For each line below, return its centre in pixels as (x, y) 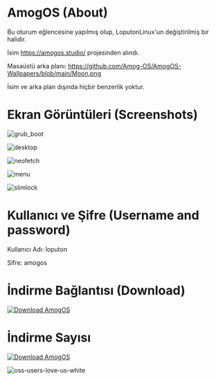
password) (39, 230)
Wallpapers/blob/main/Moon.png (54, 73)
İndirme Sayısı (49, 337)
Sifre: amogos (27, 262)
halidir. (17, 39)
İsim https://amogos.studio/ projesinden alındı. (73, 53)
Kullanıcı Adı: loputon (37, 249)
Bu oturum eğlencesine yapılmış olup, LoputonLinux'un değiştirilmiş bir (108, 32)
